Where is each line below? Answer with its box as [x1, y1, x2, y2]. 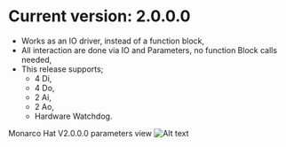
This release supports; [20, 64, 104, 74]
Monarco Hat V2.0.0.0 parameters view [8, 128, 153, 138]
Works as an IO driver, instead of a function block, [20, 35, 205, 46]
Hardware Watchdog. [34, 111, 113, 121]
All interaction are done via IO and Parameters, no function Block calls [20, 44, 277, 55]
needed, [20, 54, 52, 65]
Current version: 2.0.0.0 [8, 6, 191, 27]
